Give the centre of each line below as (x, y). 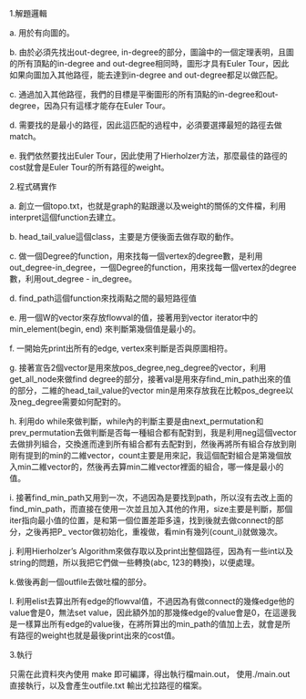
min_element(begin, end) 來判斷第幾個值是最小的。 (105, 329)
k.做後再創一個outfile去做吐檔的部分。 (81, 582)
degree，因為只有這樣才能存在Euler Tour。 (90, 106)
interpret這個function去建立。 (65, 217)
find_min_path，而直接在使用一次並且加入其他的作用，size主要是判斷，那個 (151, 509)
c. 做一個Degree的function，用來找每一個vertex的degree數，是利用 (136, 256)
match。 (25, 136)
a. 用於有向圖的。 (42, 33)
